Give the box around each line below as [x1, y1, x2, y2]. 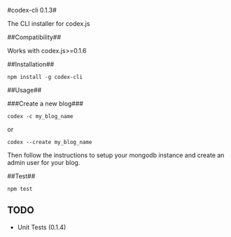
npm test [7, 185, 33, 192]
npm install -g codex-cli [7, 73, 83, 80]
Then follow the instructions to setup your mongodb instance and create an [7, 151, 225, 159]
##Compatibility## [7, 33, 62, 41]
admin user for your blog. [7, 159, 80, 166]
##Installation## [7, 60, 55, 69]
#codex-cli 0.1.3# [7, 6, 57, 14]
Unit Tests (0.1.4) [17, 223, 66, 231]
